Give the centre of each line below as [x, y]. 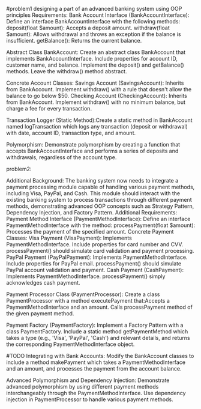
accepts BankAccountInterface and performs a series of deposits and [92, 151]
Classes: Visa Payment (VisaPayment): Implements [69, 238]
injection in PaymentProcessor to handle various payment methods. [90, 399]
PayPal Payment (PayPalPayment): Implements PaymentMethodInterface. [97, 257]
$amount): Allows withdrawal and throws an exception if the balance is [94, 34]
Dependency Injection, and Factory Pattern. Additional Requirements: [92, 212]
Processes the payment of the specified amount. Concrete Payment [90, 232]
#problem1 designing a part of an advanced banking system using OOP [94, 9]
